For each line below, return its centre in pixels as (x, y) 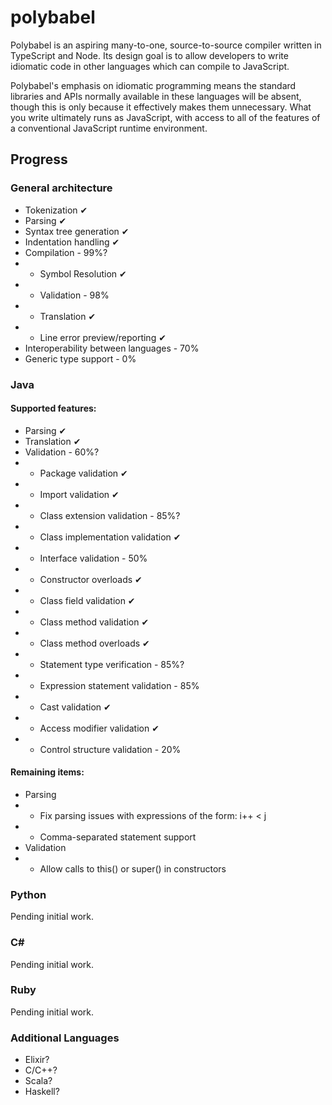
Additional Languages (65, 1038)
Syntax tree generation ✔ (77, 231)
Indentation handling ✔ (72, 242)
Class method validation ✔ (94, 622)
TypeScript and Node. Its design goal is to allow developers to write (149, 55)
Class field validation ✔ (87, 600)
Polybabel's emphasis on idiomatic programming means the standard (153, 85)
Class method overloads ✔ (94, 643)
